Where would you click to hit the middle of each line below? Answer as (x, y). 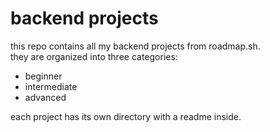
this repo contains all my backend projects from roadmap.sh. (135, 46)
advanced (45, 97)
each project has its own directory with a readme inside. (126, 116)
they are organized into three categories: (94, 56)
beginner (43, 76)
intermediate (51, 86)
